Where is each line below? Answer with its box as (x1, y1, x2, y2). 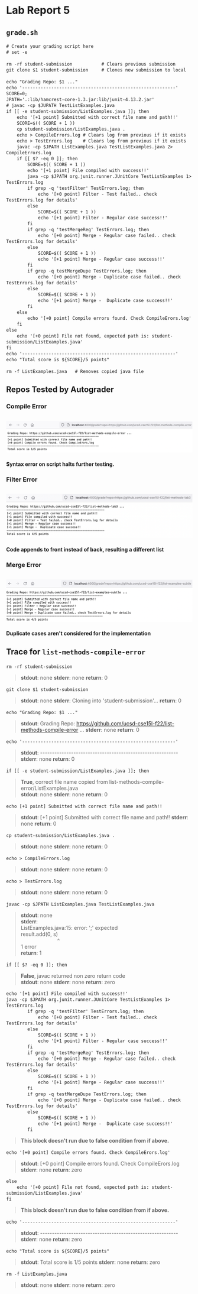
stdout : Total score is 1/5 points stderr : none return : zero (20, 1259, 161, 1266)
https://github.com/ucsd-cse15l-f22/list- (76, 719, 174, 727)
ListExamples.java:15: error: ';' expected (20, 924, 118, 931)
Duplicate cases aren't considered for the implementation (6, 630, 151, 637)
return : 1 (20, 949, 42, 956)
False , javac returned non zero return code (20, 972, 125, 979)
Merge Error (6, 560, 41, 569)
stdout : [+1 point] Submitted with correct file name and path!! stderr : (20, 813, 189, 820)
